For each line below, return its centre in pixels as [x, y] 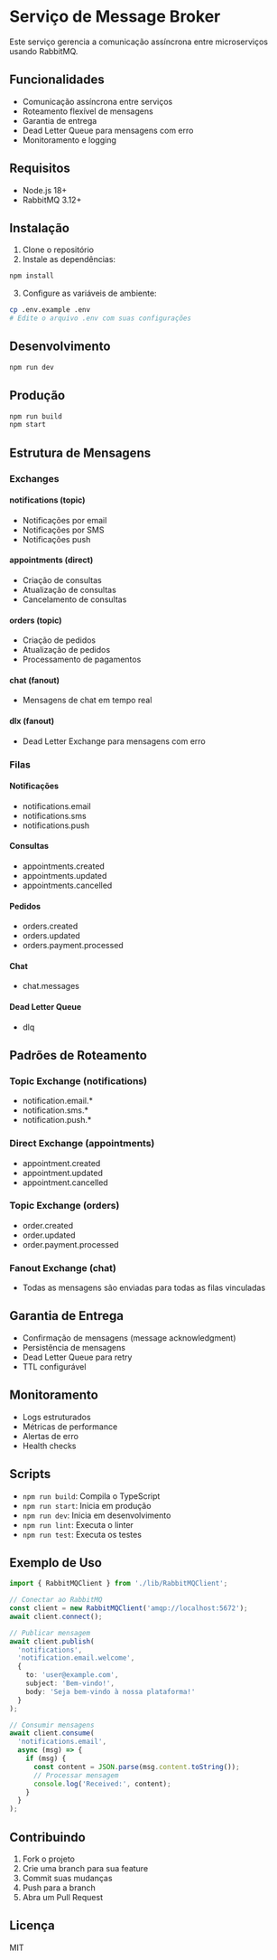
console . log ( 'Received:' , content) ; [102, 1784]
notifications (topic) [47, 500]
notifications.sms [55, 815]
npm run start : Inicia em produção [87, 1505]
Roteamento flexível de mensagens [88, 111]
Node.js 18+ [45, 190]
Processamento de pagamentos [82, 660]
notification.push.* [57, 1120]
